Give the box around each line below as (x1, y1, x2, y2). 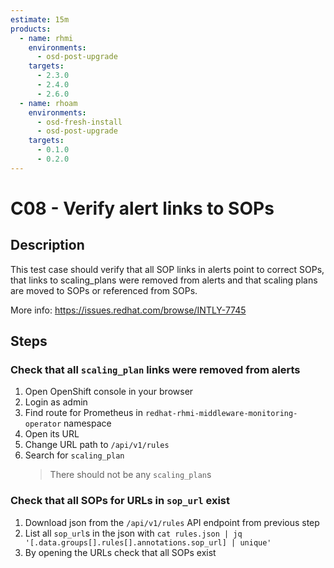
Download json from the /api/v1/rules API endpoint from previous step (24, 516, 320, 528)
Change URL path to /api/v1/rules (24, 439, 170, 451)
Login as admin (24, 396, 88, 408)
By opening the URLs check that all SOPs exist (24, 546, 217, 558)
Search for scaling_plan (24, 449, 125, 461)
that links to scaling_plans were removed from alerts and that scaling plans (10, 274, 318, 286)
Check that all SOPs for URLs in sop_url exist (10, 494, 231, 508)
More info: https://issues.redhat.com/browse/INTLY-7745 (10, 304, 247, 316)
